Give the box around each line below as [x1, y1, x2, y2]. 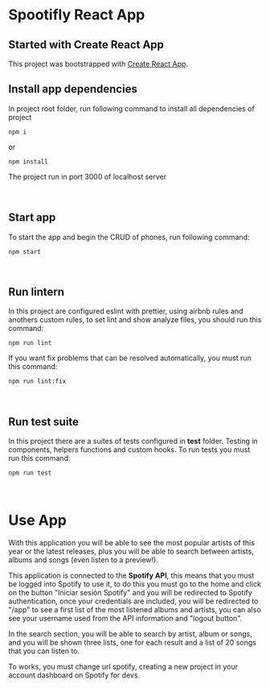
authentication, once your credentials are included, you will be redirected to [8, 596, 259, 606]
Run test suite [8, 415, 79, 429]
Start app [8, 211, 56, 225]
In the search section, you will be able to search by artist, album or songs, [8, 629, 253, 639]
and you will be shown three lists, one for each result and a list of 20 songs [8, 638, 257, 648]
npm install [8, 157, 48, 166]
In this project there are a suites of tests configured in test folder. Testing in [8, 437, 259, 446]
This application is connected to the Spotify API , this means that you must [8, 570, 255, 581]
